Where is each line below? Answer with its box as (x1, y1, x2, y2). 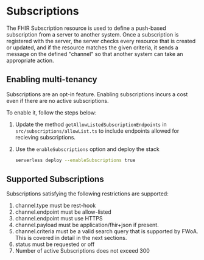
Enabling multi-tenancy (6, 74, 97, 85)
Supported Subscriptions (6, 174, 105, 184)
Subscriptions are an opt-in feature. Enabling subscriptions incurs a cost (6, 90, 188, 98)
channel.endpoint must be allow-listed (15, 208, 111, 216)
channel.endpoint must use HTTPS (15, 215, 103, 222)
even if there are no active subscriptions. (6, 97, 109, 104)
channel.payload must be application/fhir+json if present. (15, 221, 160, 229)
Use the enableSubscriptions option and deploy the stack (15, 145, 160, 153)
